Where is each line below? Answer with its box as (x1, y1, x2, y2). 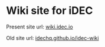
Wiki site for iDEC (6, 4, 93, 17)
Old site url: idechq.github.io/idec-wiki (6, 34, 99, 41)
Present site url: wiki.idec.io (6, 23, 73, 30)
